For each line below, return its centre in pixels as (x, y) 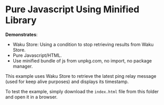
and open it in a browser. (32, 97)
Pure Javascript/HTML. (37, 55)
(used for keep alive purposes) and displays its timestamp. (67, 81)
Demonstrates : (22, 34)
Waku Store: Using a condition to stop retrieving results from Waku (83, 44)
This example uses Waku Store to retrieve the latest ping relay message (81, 76)
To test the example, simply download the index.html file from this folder (82, 91)
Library (21, 20)
